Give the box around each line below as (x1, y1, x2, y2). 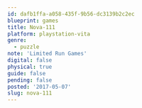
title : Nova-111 (7, 23, 55, 31)
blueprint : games (7, 17, 59, 24)
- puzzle (13, 43, 40, 50)
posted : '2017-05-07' (7, 83, 72, 90)
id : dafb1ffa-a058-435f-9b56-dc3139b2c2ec (7, 10, 135, 18)
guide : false (7, 70, 46, 77)
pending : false (7, 76, 53, 84)
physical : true (7, 63, 53, 70)
